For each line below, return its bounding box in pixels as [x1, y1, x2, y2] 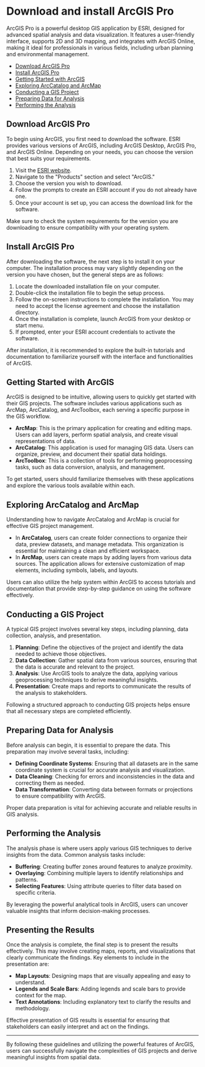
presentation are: [6, 961, 49, 968]
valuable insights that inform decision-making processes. [6, 907, 151, 914]
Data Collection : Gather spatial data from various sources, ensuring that [15, 657, 197, 664]
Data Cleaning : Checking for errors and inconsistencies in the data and [15, 772, 195, 780]
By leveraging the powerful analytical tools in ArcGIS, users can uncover [6, 900, 188, 908]
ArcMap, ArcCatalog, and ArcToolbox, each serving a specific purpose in [6, 406, 190, 414]
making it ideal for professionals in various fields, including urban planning [6, 44, 193, 51]
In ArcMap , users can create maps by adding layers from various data [15, 554, 192, 561]
